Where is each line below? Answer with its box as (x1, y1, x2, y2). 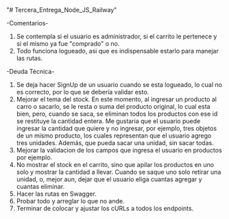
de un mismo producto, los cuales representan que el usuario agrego (16, 131, 212, 140)
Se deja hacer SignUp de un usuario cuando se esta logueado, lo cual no (16, 81, 222, 88)
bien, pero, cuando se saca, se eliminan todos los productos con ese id (16, 109, 218, 118)
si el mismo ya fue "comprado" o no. (16, 40, 120, 47)
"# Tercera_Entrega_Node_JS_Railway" (6, 6, 117, 14)
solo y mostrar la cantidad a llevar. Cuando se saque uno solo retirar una (16, 168, 221, 176)
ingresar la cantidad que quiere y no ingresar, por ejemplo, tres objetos (16, 125, 217, 132)
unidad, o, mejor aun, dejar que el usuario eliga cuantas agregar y (16, 175, 203, 183)
